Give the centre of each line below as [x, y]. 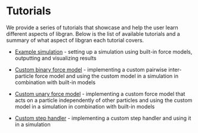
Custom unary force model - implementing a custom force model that [100, 94]
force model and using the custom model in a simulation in [107, 76]
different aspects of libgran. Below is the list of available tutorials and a [93, 33]
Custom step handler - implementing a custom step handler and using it [103, 118]
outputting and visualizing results [55, 58]
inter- [175, 69]
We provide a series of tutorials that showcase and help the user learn [92, 27]
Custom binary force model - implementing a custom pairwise [91, 69]
